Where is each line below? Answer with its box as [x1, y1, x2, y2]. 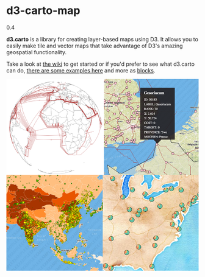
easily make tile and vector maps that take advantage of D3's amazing [6, 42, 183, 49]
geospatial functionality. [6, 48, 67, 55]
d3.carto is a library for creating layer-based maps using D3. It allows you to [6, 35, 198, 43]
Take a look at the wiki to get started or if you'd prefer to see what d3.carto [6, 60, 195, 68]
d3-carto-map [6, 4, 81, 18]
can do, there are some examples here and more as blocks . [6, 66, 156, 74]
